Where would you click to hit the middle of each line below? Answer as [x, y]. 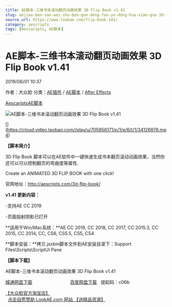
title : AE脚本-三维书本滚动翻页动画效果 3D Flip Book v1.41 [65, 10]
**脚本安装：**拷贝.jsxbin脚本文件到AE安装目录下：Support [68, 244]
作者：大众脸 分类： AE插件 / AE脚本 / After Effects [58, 92]
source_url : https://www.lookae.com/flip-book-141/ [61, 20]
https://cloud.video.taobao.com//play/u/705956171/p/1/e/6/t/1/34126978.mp [87, 130]
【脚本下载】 [19, 260]
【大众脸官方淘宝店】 [28, 293]
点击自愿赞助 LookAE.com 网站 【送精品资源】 [57, 300]
